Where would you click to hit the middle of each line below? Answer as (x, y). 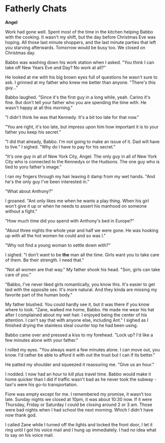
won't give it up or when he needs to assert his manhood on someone (76, 206)
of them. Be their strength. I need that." (45, 260)
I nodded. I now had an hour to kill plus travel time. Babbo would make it (78, 374)
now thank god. (21, 415)
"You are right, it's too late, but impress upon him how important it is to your (82, 127)
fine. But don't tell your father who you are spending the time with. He (76, 102)
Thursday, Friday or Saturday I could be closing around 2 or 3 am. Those (79, 405)
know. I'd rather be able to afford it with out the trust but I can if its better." (80, 355)
